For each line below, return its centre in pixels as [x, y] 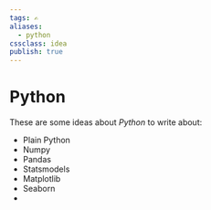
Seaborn [39, 189]
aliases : [26, 26]
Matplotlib [42, 179]
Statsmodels [46, 169]
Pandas [37, 160]
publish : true [37, 52]
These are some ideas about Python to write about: [106, 122]
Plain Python [47, 140]
